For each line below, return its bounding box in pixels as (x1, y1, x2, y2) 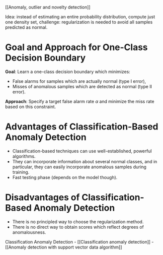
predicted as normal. (5, 24, 48, 30)
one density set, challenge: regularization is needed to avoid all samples (5, 19, 153, 25)
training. (12, 169, 30, 175)
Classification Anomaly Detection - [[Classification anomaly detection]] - (5, 239, 154, 245)
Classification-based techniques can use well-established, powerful (12, 148, 152, 154)
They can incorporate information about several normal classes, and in (12, 158, 158, 164)
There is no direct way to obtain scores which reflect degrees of (12, 224, 144, 230)
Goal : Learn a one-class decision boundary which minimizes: (5, 68, 131, 74)
